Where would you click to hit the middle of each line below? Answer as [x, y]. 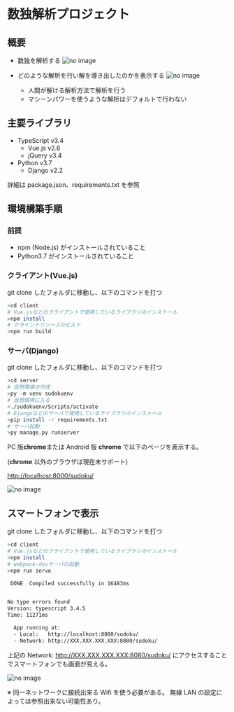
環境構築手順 [35, 209]
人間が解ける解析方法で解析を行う [77, 90]
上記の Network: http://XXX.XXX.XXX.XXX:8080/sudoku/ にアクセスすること [117, 655]
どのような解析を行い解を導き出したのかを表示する [91, 75]
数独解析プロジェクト [69, 14]
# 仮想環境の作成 [29, 387]
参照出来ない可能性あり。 [68, 701]
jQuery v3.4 [45, 155]
